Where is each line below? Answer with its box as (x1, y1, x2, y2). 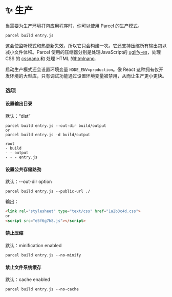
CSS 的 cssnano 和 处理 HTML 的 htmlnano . (5, 55, 96, 62)
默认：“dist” (5, 113, 31, 119)
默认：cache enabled (5, 276, 50, 283)
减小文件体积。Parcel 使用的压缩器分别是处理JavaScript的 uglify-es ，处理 (5, 49, 161, 55)
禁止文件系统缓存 (5, 264, 41, 270)
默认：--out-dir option (5, 178, 52, 185)
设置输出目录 (5, 101, 32, 107)
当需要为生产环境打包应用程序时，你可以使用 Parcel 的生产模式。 (5, 23, 142, 29)
